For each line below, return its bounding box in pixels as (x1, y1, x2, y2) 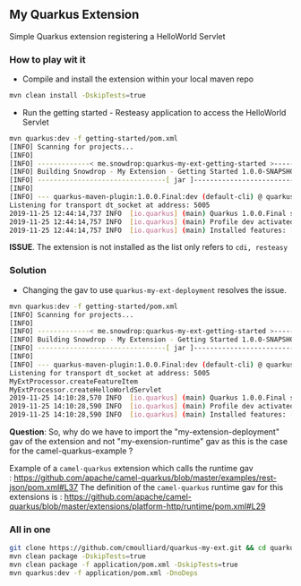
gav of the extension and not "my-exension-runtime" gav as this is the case (9, 436, 288, 447)
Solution (9, 264, 47, 277)
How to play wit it (9, 53, 86, 65)
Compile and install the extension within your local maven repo (21, 73, 254, 84)
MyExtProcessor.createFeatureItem (9, 376, 139, 386)
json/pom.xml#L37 (9, 482, 79, 493)
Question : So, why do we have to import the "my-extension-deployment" (9, 427, 280, 437)
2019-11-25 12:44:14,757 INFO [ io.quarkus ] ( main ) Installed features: (9, 226, 287, 235)
